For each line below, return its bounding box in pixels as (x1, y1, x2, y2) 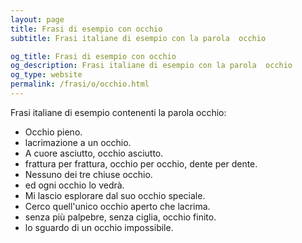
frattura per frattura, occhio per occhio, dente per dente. (24, 157, 258, 170)
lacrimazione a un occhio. (24, 136, 132, 148)
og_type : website (10, 70, 83, 80)
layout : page (10, 14, 65, 25)
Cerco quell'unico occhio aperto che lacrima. (24, 200, 211, 212)
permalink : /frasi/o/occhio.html (10, 79, 150, 90)
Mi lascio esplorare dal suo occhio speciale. (24, 189, 206, 201)
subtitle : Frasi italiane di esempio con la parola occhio (10, 33, 267, 43)
